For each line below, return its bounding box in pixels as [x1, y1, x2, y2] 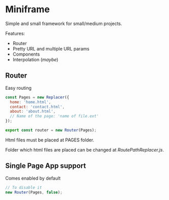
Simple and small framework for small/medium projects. [5, 20, 122, 27]
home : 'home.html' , [10, 99, 51, 105]
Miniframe [5, 4, 50, 15]
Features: [5, 30, 25, 36]
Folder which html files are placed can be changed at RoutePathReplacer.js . [5, 146, 164, 153]
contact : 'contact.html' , [10, 104, 65, 109]
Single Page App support [5, 162, 87, 170]
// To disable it [5, 185, 42, 190]
